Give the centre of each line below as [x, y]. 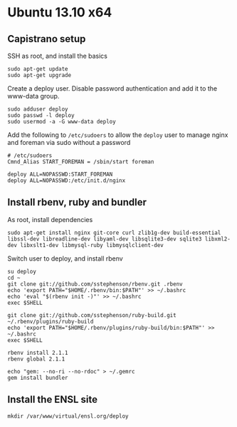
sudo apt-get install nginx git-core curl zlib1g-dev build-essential [114, 233]
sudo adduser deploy [38, 109]
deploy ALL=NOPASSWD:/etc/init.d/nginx [67, 181]
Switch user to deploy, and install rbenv [65, 258]
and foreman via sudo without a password [69, 142]
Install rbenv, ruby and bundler [77, 202]
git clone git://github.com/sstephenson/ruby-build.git [92, 315]
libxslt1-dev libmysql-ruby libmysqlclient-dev [92, 245]
